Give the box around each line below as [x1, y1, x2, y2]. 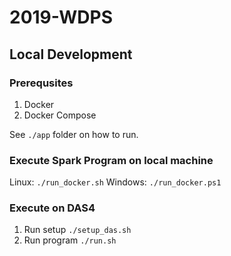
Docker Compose [23, 109, 97, 121]
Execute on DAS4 [9, 201, 96, 215]
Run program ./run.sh [23, 234, 117, 246]
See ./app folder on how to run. [9, 128, 139, 140]
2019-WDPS [9, 6, 113, 29]
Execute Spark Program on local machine [9, 153, 214, 167]
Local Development [9, 46, 133, 63]
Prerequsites [9, 76, 74, 90]
